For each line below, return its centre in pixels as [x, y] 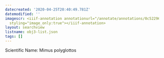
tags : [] [14, 37]
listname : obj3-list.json [31, 32]
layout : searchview [25, 28]
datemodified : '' [23, 14]
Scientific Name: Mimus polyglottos [41, 50]
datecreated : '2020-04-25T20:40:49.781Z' [48, 9]
